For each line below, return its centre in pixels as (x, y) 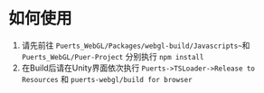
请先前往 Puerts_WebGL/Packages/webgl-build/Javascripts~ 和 (136, 45)
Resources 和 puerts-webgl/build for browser (107, 79)
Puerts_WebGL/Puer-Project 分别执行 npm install (113, 56)
